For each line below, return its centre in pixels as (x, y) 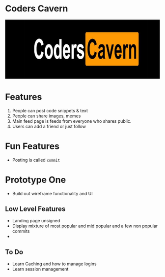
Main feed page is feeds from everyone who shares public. (72, 121)
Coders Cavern (37, 9)
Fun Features (32, 146)
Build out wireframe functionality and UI (52, 193)
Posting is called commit (36, 160)
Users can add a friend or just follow (49, 126)
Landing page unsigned (36, 221)
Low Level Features (35, 209)
